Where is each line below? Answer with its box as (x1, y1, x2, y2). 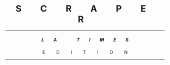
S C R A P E (15, 3, 146, 14)
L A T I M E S (41, 36, 129, 42)
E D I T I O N (42, 49, 128, 55)
